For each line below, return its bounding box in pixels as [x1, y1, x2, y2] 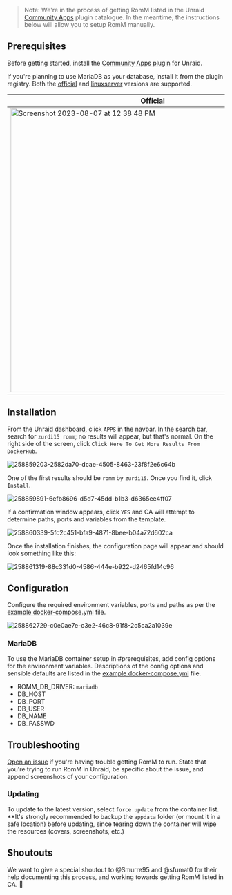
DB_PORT [17, 697, 46, 705]
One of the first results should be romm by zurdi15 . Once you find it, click [7, 473, 213, 482]
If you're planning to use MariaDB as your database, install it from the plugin [7, 72, 224, 80]
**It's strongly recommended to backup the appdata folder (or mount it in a [7, 812, 221, 820]
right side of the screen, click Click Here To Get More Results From [7, 439, 200, 447]
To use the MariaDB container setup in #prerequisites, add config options [7, 654, 216, 662]
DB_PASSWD [17, 719, 55, 727]
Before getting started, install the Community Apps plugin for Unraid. [7, 59, 203, 67]
